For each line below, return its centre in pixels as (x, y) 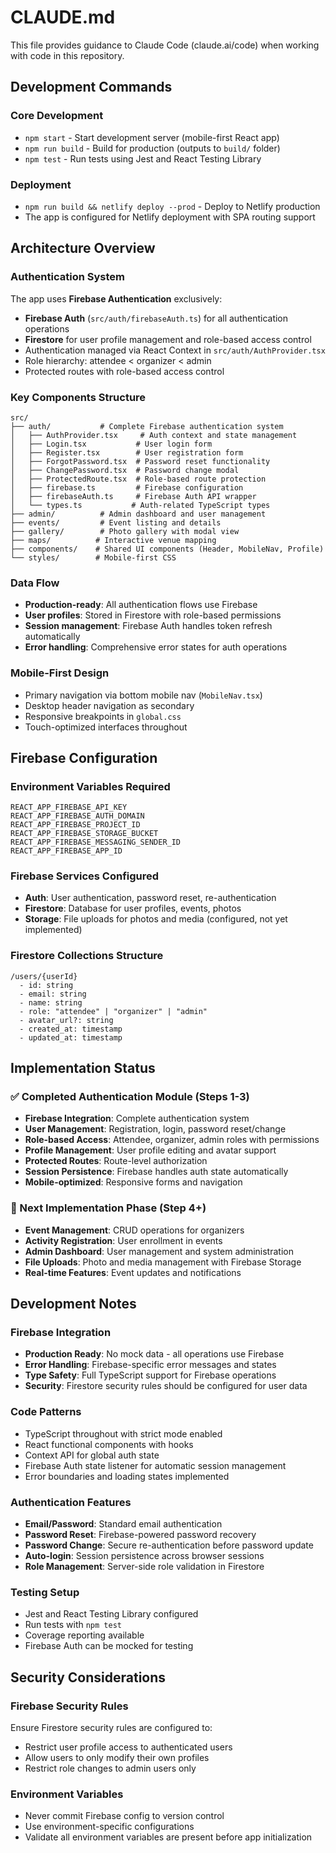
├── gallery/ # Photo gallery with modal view (125, 531)
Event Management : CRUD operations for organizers (134, 1230)
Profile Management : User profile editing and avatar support (150, 1150)
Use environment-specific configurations (109, 1827)
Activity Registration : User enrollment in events (123, 1240)
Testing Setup (45, 1592)
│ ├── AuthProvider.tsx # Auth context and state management (154, 435)
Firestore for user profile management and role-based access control (168, 339)
